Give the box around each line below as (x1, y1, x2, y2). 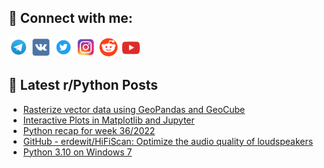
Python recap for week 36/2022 (22, 124, 156, 136)
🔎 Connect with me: (8, 10, 133, 27)
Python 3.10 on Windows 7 (22, 146, 133, 158)
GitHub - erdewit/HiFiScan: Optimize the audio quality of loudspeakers (22, 135, 314, 147)
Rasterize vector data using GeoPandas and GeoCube (22, 103, 246, 115)
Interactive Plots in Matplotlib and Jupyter (22, 114, 195, 126)
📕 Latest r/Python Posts (8, 77, 159, 94)
